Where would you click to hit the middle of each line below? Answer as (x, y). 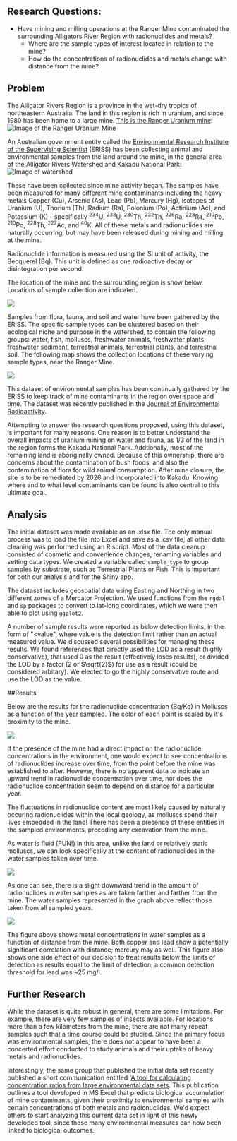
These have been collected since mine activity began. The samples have (113, 185)
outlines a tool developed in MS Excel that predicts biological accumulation (116, 1092)
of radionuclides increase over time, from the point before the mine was (111, 763)
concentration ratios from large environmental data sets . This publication (113, 1085)
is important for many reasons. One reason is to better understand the (109, 432)
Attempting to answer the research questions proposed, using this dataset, (116, 425)
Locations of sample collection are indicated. (73, 289)
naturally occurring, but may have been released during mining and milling (115, 232)
